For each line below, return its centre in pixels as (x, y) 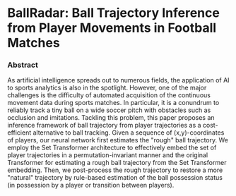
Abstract (23, 65)
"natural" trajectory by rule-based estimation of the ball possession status (115, 178)
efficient (19, 133)
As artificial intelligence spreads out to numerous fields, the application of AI (118, 80)
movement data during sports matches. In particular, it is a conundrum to (113, 103)
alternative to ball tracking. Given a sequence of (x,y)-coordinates (129, 133)
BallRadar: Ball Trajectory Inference (114, 13)
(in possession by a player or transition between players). (91, 185)
